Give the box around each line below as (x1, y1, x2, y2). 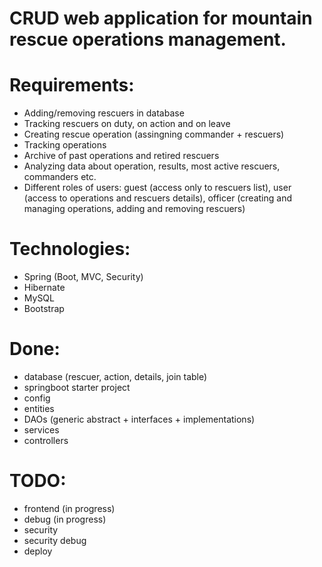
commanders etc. (23, 171, 97, 183)
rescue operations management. (9, 28, 287, 51)
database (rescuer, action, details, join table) (23, 371, 208, 382)
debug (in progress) (23, 513, 107, 525)
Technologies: (9, 238, 131, 261)
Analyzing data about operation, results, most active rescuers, (23, 160, 281, 172)
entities (23, 403, 55, 414)
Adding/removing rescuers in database (23, 107, 185, 119)
